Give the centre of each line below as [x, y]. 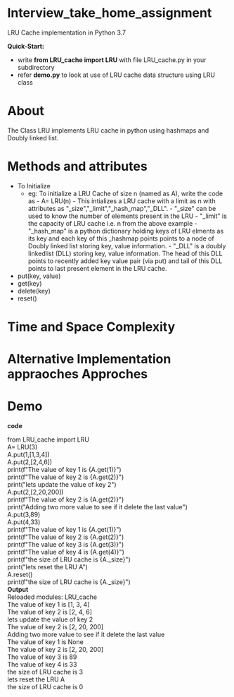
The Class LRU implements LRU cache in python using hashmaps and [108, 130]
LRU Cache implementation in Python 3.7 [67, 32]
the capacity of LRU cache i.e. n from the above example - [113, 223]
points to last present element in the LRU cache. [97, 268]
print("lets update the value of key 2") [62, 485]
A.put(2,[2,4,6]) [30, 462]
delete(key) [34, 291]
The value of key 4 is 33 [42, 665]
